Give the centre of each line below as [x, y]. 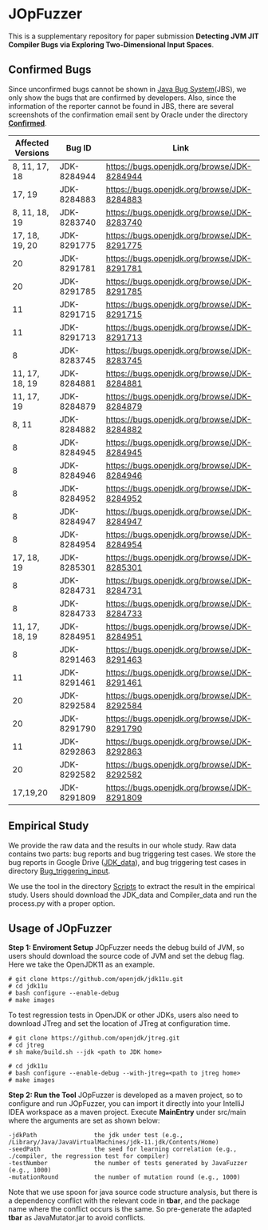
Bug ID [79, 147]
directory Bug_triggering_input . [59, 871]
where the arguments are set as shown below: [84, 1120]
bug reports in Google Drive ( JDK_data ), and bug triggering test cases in [127, 862]
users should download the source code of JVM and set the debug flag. [126, 956]
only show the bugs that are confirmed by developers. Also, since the [122, 98]
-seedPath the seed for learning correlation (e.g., [123, 1149]
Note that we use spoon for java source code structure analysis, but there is [133, 1192]
